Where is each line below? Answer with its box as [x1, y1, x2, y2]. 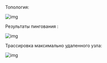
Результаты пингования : [5, 23, 59, 29]
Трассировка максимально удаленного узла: [5, 43, 102, 49]
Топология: [5, 4, 29, 10]
